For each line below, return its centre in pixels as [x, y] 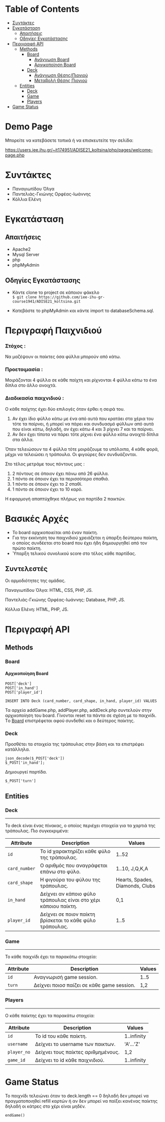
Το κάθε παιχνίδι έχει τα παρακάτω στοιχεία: [51, 957]
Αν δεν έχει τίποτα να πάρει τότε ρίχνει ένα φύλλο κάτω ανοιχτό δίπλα [85, 434]
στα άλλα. [23, 439]
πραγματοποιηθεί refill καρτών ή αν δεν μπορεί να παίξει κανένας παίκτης [82, 1101]
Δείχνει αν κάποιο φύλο [68, 894]
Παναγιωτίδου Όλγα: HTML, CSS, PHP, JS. [49, 590]
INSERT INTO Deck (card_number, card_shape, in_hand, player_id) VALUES [81, 701]
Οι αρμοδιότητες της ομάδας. [35, 580]
